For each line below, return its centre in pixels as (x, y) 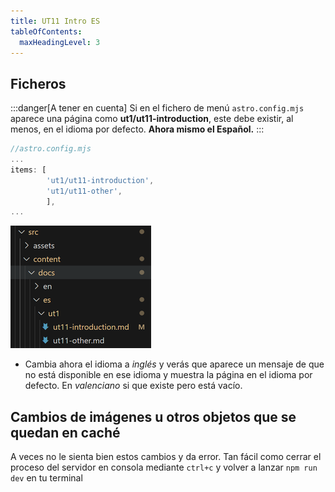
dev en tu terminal (46, 478)
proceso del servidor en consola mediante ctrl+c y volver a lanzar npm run (164, 467)
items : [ (28, 170)
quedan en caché (65, 432)
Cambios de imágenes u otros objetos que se (153, 416)
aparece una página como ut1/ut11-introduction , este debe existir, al (152, 119)
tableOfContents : (46, 31)
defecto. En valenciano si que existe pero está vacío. (133, 386)
